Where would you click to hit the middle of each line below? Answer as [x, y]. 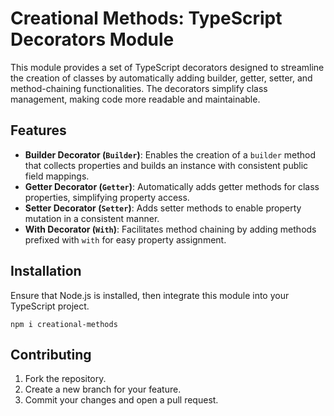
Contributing [51, 354]
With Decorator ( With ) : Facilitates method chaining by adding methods [170, 229]
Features [38, 130]
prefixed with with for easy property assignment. [125, 239]
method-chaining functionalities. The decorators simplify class [139, 88]
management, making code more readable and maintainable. [135, 99]
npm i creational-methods [64, 324]
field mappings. [57, 176]
